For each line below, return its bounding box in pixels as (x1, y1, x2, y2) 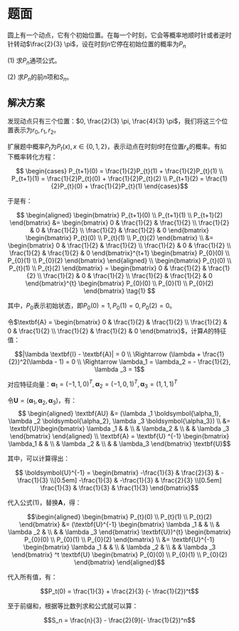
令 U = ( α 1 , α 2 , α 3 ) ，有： (7, 396, 78, 406)
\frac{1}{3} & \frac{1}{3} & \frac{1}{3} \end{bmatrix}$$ (40, 483, 199, 492)
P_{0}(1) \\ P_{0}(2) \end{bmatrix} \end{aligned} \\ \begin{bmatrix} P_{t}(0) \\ (7, 256, 232, 265)
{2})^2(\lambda (8, 357, 53, 366)
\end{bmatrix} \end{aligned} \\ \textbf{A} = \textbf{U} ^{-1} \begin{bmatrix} (9, 431, 230, 440)
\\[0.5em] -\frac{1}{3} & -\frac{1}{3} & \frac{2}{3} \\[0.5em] (49, 476, 222, 484)
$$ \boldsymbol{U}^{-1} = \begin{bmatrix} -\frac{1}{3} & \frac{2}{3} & (15, 468, 220, 477)
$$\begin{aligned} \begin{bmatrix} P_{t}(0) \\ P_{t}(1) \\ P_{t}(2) (27, 512, 212, 520)
